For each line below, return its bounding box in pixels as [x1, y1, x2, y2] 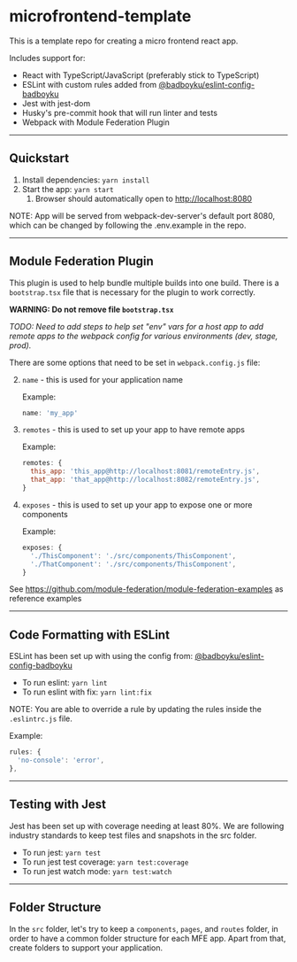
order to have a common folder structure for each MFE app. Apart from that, [9, 933, 286, 943]
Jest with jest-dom [21, 97, 91, 108]
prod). [9, 339, 32, 351]
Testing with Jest [9, 797, 106, 812]
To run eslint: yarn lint [21, 678, 108, 688]
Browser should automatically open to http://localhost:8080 [34, 193, 253, 204]
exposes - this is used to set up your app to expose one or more [21, 499, 253, 510]
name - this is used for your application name [21, 374, 184, 384]
